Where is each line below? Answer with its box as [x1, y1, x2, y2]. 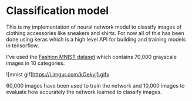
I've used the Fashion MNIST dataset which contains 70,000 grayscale [6, 53, 177, 60]
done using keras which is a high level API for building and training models [6, 36, 186, 43]
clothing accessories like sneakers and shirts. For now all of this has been [6, 29, 184, 36]
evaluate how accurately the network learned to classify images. [6, 88, 163, 95]
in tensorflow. [6, 42, 39, 49]
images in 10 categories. [6, 60, 65, 67]
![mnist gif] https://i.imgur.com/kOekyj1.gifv [6, 71, 110, 78]
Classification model [6, 4, 109, 18]
